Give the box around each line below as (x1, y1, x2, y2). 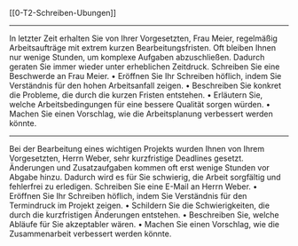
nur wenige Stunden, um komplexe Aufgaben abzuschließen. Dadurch (9, 52, 265, 62)
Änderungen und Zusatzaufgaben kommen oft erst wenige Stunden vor (9, 163, 271, 172)
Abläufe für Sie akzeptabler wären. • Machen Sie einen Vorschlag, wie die (9, 219, 279, 229)
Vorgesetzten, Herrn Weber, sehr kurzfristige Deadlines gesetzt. (9, 153, 244, 163)
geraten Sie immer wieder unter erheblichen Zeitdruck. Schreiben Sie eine (9, 61, 280, 72)
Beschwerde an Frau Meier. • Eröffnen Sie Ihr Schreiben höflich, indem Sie (9, 71, 282, 81)
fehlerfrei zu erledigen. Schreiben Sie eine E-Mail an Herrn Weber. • (9, 181, 258, 192)
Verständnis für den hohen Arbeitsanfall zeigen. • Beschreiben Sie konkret (9, 80, 282, 91)
